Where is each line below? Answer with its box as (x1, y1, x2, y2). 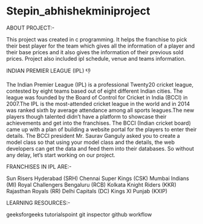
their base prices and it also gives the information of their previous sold (6, 48, 184, 55)
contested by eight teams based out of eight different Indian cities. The (6, 87, 183, 95)
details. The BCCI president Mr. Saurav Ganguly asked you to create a (6, 132, 180, 139)
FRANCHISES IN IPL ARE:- (6, 163, 72, 170)
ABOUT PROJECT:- (6, 24, 55, 31)
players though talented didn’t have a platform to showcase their (6, 113, 167, 120)
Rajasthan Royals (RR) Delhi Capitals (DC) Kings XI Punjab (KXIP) (6, 187, 168, 194)
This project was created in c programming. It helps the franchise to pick (6, 36, 187, 43)
